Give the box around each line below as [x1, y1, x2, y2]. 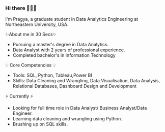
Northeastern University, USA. [5, 21, 69, 27]
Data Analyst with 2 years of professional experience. [12, 47, 125, 53]
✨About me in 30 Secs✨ [5, 31, 57, 38]
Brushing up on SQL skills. [12, 121, 68, 127]
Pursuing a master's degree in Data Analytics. [12, 42, 109, 48]
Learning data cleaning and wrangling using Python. [12, 116, 122, 122]
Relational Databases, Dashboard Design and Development [12, 83, 136, 89]
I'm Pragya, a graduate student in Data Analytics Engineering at [5, 16, 139, 22]
